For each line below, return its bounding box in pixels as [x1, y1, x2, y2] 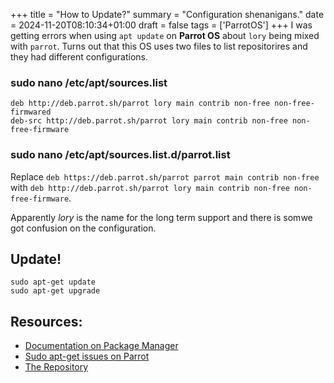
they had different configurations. [10, 51, 149, 63]
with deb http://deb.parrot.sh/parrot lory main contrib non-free [10, 181, 290, 193]
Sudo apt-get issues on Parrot [24, 350, 150, 363]
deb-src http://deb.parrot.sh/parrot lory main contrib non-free [10, 116, 288, 126]
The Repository [24, 361, 89, 373]
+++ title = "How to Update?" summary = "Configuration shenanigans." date [10, 9, 325, 20]
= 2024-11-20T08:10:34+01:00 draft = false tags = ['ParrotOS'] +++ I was [10, 19, 313, 31]
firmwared [10, 107, 52, 118]
